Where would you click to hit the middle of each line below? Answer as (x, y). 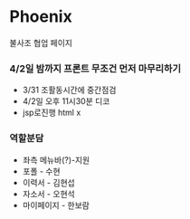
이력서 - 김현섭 (48, 182)
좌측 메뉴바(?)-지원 (56, 159)
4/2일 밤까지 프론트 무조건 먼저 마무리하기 (95, 68)
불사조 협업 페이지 (41, 43)
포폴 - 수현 (41, 171)
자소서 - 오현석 (48, 194)
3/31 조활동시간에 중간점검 (69, 90)
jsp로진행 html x (52, 113)
